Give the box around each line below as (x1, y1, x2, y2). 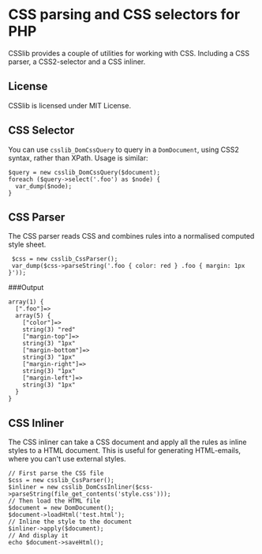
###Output (8, 283, 44, 292)
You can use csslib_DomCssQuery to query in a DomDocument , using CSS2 (8, 145, 239, 154)
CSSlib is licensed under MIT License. (8, 100, 132, 110)
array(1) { (8, 298, 44, 306)
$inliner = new (8, 484, 58, 492)
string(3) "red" (22, 326, 77, 334)
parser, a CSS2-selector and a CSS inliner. (8, 57, 146, 66)
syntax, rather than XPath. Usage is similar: (8, 153, 148, 163)
